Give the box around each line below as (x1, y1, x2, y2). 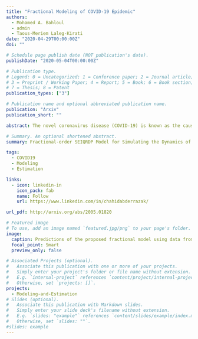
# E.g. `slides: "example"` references (6, 313, 110, 319)
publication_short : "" (6, 112, 62, 118)
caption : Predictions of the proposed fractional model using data (11, 236, 181, 242)
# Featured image (6, 220, 49, 226)
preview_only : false (11, 247, 62, 253)
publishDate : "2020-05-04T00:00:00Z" (6, 57, 99, 64)
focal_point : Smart (11, 242, 60, 248)
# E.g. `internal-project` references (6, 275, 107, 281)
